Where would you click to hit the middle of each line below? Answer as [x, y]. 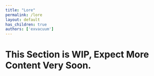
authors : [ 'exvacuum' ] [30, 29]
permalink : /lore [24, 15]
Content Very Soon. [48, 65]
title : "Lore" [21, 10]
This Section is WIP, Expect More [77, 55]
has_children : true [26, 24]
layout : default [23, 20]
